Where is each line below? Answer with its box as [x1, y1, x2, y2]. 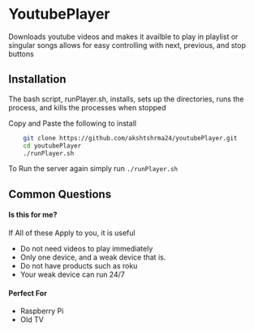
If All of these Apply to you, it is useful [8, 228, 136, 238]
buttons [8, 49, 34, 58]
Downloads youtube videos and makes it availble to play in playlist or [8, 32, 239, 41]
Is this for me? [8, 210, 58, 220]
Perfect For [8, 288, 47, 298]
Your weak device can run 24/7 [19, 269, 126, 279]
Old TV [19, 315, 45, 325]
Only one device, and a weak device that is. [19, 252, 166, 262]
